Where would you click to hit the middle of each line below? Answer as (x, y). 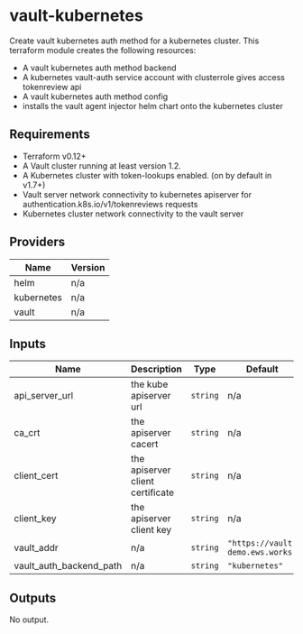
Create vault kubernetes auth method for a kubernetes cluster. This (134, 41)
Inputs (28, 344)
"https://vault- (262, 543)
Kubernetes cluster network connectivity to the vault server (133, 214)
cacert (144, 445)
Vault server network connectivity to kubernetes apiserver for (137, 194)
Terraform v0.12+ (55, 156)
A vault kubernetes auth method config (95, 96)
